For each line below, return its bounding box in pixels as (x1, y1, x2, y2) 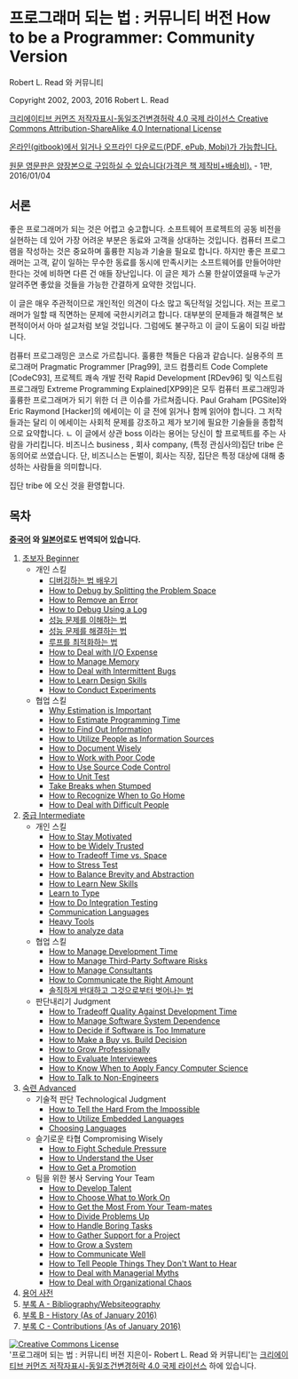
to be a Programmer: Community (9, 28, 255, 48)
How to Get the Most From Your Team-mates (48, 1201, 213, 1212)
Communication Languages (48, 906, 149, 917)
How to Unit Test (48, 770, 110, 782)
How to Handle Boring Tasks (48, 1220, 153, 1231)
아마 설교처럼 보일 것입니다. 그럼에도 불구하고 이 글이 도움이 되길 (47, 320, 270, 331)
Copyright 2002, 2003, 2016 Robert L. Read (9, 94, 169, 105)
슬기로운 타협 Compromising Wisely (35, 1133, 163, 1144)
